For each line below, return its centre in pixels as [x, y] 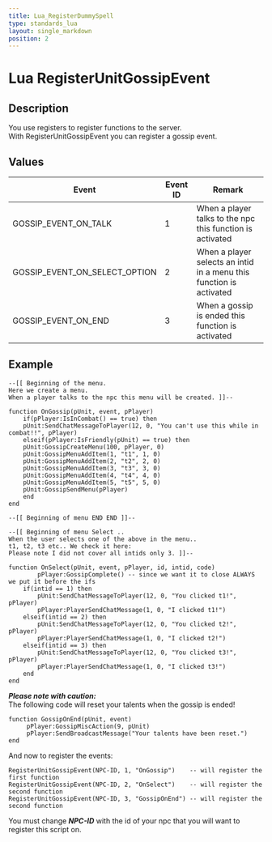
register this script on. [45, 829]
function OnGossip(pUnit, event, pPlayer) [81, 411]
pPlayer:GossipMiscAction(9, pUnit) [88, 726]
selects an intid [225, 262]
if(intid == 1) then [57, 589]
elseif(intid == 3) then [65, 645]
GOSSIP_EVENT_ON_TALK [62, 223]
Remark [228, 189]
